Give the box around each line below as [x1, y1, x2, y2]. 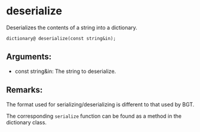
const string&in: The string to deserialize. [14, 67, 116, 75]
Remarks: [6, 85, 43, 95]
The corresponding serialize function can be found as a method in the [6, 112, 182, 119]
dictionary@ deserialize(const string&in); [6, 35, 116, 41]
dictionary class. [6, 118, 47, 126]
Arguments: [6, 52, 52, 62]
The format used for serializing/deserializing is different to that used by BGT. [6, 100, 195, 108]
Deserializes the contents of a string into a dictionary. [6, 24, 137, 31]
